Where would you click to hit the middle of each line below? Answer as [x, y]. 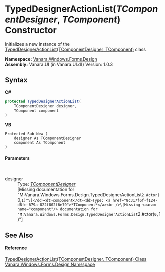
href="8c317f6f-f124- [135, 201]
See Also [19, 235]
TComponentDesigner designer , [45, 106]
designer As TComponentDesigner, [49, 138]
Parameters [17, 158]
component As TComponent [40, 143]
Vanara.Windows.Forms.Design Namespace [50, 264]
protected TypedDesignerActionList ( [43, 101]
